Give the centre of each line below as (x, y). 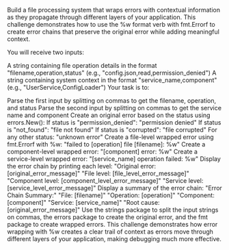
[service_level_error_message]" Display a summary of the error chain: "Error (114, 188)
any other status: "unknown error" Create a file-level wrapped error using (110, 137)
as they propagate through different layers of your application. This (102, 17)
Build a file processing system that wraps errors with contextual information (114, 10)
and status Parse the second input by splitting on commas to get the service (114, 108)
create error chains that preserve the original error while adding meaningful (113, 32)
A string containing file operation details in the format (82, 65)
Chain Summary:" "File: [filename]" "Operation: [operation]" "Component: (111, 195)
